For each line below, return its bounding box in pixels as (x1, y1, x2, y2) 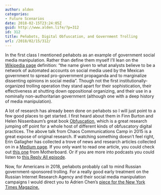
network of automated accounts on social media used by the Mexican (5, 67, 145, 73)
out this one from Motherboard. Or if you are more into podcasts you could (5, 149, 154, 155)
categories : (5, 12, 29, 16)
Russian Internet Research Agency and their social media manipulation (5, 174, 146, 179)
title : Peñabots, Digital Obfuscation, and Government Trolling (5, 34, 138, 39)
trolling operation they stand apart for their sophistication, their (26, 83, 152, 89)
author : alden (5, 7, 34, 12)
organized (5, 83, 25, 89)
